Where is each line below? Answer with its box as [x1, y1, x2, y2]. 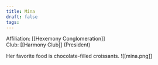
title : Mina [6, 8, 35, 15]
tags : [6, 19, 19, 25]
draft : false [6, 14, 38, 20]
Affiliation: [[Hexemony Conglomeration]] [6, 35, 105, 42]
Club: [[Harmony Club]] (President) [6, 41, 91, 48]
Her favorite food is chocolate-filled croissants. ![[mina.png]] [6, 53, 153, 60]
